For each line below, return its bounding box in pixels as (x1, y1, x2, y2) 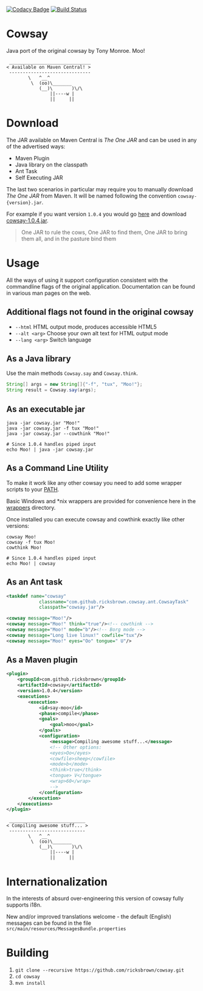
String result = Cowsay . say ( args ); (6, 387, 97, 393)
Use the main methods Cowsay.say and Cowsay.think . (6, 369, 139, 377)
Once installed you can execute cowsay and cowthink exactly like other (6, 515, 185, 523)
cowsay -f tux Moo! (6, 539, 56, 545)
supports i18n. (6, 901, 42, 908)
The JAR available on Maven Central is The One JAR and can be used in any (6, 136, 197, 143)
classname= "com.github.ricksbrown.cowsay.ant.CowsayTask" (38, 598, 189, 605)
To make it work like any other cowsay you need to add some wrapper (6, 479, 182, 486)
